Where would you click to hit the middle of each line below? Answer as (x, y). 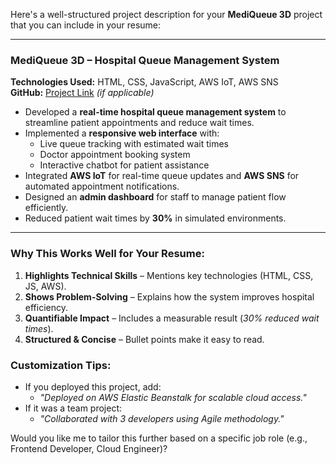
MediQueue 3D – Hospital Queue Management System (145, 60)
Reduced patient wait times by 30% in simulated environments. (155, 218)
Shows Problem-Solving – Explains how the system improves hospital (169, 296)
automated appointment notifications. (102, 186)
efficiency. (46, 307)
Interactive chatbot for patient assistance (124, 165)
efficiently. (46, 208)
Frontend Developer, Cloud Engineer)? (89, 448)
